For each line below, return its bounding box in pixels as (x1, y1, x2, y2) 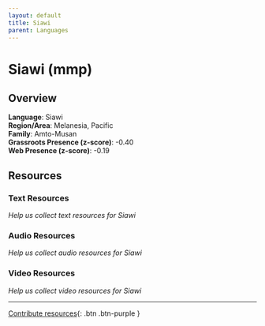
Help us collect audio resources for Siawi (8, 248, 142, 257)
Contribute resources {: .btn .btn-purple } (8, 309, 140, 318)
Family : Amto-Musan (8, 129, 77, 139)
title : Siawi (8, 19, 51, 27)
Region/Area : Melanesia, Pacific (8, 121, 114, 130)
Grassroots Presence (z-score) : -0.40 (8, 137, 134, 147)
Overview (8, 92, 58, 105)
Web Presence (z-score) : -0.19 (8, 146, 110, 156)
